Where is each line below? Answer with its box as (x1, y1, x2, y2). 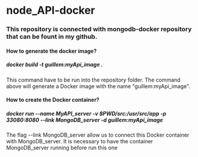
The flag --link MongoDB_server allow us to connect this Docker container (6, 131, 190, 138)
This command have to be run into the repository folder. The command (6, 76, 181, 83)
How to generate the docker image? (6, 47, 97, 55)
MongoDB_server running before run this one (6, 144, 118, 152)
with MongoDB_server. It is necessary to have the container (6, 138, 154, 145)
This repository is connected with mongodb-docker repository (6, 25, 192, 34)
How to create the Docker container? (6, 96, 100, 104)
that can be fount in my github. (6, 32, 98, 41)
